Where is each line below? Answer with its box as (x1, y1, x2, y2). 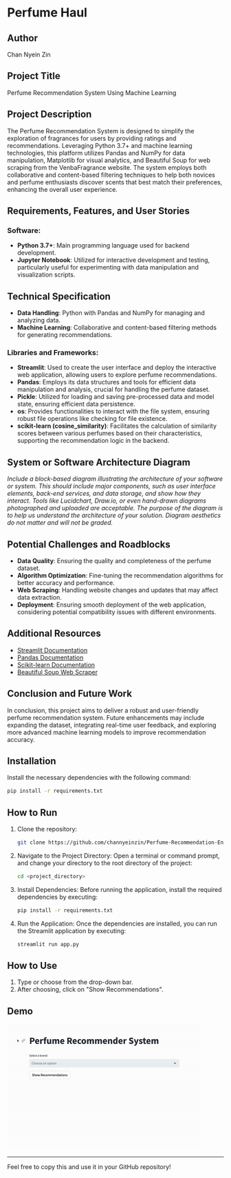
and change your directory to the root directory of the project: (16, 859, 192, 867)
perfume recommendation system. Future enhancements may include (7, 713, 205, 721)
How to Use (7, 960, 58, 972)
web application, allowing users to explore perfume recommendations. (16, 371, 217, 379)
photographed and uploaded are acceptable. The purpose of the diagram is (7, 504, 223, 512)
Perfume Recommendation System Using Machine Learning (7, 88, 177, 97)
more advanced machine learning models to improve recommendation (7, 728, 206, 737)
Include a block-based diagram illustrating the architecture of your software (7, 475, 223, 483)
